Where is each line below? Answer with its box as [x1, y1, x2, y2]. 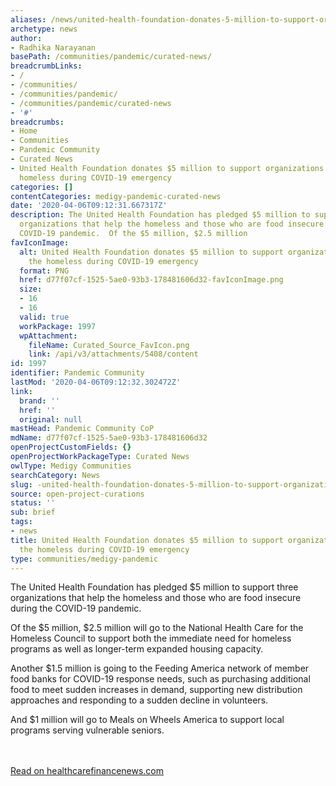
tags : [10, 517, 33, 527]
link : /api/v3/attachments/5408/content [28, 349, 199, 360]
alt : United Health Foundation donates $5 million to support [19, 247, 284, 257]
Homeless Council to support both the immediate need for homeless [10, 632, 292, 645]
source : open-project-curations [10, 489, 145, 499]
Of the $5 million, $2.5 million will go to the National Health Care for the [10, 622, 304, 634]
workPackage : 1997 [19, 321, 97, 331]
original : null [19, 414, 83, 425]
